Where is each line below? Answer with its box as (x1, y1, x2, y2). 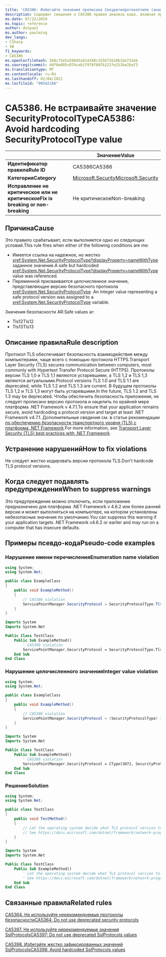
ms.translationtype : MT (5, 67, 54, 72)
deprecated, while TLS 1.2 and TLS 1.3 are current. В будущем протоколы (5, 383, 157, 389)
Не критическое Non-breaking (72, 195, 145, 202)
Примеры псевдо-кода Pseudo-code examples (5, 539, 156, 547)
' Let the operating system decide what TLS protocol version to (23, 871, 161, 876)
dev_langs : (5, 35, 28, 40)
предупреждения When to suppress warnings (5, 485, 151, 493)
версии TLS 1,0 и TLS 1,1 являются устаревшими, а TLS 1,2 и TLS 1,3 (5, 372, 148, 378)
